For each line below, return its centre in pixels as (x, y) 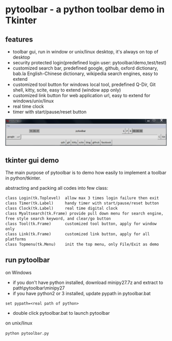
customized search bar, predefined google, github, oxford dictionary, (85, 68)
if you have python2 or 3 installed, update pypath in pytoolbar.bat (82, 293)
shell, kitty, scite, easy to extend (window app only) (67, 90)
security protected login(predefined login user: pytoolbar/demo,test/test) (90, 62)
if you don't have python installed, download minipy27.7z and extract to (88, 282)
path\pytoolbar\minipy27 (39, 288)
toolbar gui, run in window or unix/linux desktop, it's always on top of (85, 52)
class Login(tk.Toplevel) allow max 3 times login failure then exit (82, 198)
